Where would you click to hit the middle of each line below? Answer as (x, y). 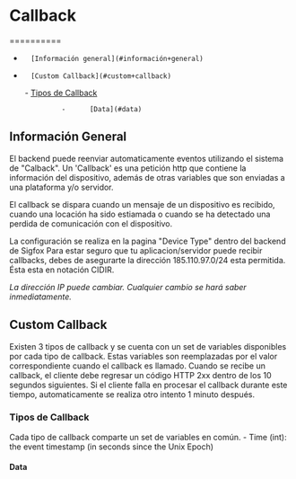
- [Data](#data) (102, 109)
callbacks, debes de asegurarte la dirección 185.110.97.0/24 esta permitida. (148, 260)
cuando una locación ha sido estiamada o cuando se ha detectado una (140, 214)
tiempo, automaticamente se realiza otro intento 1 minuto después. (132, 394)
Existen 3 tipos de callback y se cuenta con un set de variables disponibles (148, 346)
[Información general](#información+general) (117, 58)
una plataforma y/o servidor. (61, 187)
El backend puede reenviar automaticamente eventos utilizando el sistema (147, 158)
